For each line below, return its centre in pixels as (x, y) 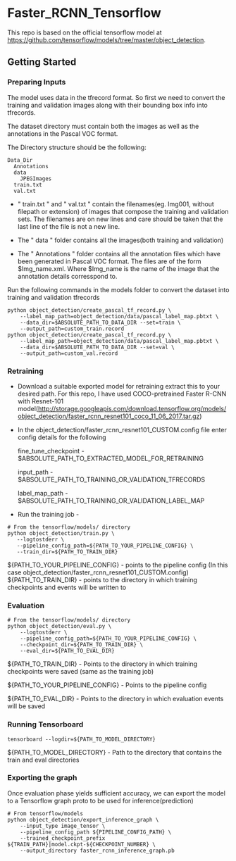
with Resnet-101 (41, 401)
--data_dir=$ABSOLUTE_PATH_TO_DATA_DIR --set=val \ (97, 347)
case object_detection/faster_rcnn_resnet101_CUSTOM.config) (98, 572)
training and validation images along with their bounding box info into (107, 105)
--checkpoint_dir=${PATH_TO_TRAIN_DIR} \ (81, 645)
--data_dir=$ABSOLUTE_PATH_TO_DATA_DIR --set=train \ (100, 322)
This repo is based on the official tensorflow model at (85, 32)
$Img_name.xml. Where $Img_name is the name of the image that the (118, 268)
